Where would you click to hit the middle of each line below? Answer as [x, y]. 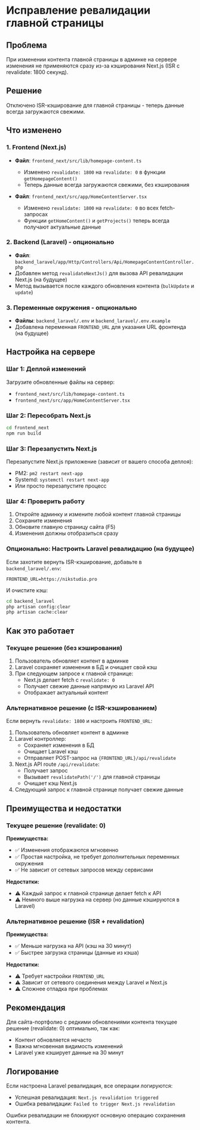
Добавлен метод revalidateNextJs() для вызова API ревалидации [99, 273]
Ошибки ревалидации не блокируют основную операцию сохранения [96, 1115]
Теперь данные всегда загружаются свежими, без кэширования [107, 184]
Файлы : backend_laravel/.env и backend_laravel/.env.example [93, 321]
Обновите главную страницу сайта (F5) [65, 527]
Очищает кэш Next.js [50, 783]
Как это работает [40, 631]
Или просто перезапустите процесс [61, 486]
